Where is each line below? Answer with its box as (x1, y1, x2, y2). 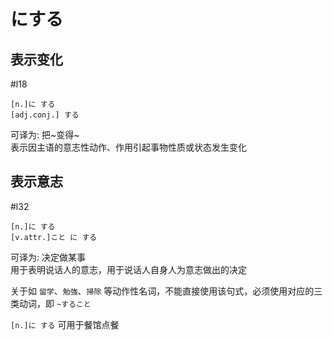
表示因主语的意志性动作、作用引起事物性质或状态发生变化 (10, 141, 247, 153)
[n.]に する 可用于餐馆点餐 (10, 318, 120, 330)
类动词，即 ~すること (10, 297, 92, 309)
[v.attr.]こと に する (10, 232, 98, 242)
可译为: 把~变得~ (10, 129, 80, 140)
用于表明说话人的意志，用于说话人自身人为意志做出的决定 (10, 263, 247, 275)
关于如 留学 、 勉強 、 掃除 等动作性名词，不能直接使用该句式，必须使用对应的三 (10, 285, 323, 297)
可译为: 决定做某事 (10, 251, 86, 263)
